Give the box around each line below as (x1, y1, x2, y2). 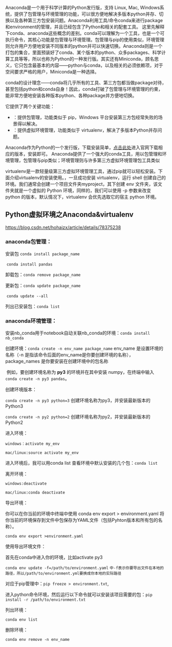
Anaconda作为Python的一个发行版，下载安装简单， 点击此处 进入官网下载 (5, 144, 159, 150)
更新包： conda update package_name (5, 282, 81, 289)
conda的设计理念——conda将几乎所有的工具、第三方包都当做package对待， (5, 80, 167, 86)
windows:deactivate (5, 481, 47, 486)
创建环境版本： (5, 387, 37, 393)
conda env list (5, 617, 38, 622)
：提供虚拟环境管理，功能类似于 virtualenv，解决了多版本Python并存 (12, 127, 158, 133)
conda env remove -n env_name (5, 637, 70, 642)
